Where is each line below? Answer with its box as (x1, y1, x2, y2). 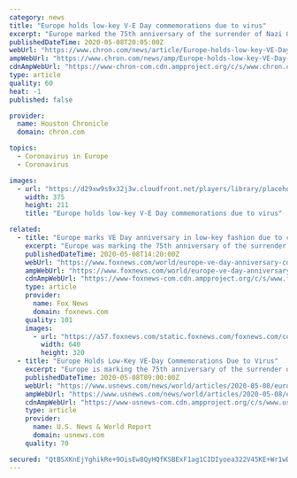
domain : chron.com (17, 127, 86, 137)
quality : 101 (25, 315, 73, 324)
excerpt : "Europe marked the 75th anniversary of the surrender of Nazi (9, 29, 283, 38)
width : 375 (25, 192, 65, 202)
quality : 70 (25, 439, 69, 448)
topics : (9, 143, 38, 153)
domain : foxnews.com (32, 307, 109, 316)
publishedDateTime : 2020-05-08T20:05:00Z (9, 37, 164, 47)
